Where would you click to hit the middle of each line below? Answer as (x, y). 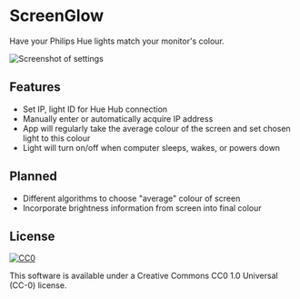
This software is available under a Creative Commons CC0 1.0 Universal (144, 276)
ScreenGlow (57, 16)
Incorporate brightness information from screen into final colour (142, 208)
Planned (33, 177)
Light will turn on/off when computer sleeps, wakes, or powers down (151, 147)
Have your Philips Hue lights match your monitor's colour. (117, 41)
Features (35, 87)
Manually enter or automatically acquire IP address (118, 118)
